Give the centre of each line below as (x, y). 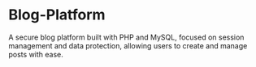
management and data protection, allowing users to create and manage (128, 45)
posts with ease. (36, 54)
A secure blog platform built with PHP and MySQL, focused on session (126, 37)
